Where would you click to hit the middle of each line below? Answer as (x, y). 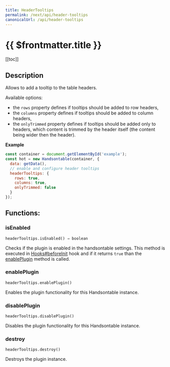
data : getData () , (28, 164)
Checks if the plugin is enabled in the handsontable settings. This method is (85, 248)
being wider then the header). (44, 135)
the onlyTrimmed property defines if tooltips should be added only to (84, 124)
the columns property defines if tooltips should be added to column (83, 113)
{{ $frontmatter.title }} (54, 45)
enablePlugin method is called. (38, 259)
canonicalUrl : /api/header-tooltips (44, 20)
